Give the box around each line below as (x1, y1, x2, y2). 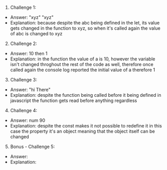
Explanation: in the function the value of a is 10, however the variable (10, 56, 155, 62)
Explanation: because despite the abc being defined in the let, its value (10, 20, 160, 26)
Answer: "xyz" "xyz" (10, 14, 54, 20)
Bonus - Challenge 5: (10, 143, 55, 150)
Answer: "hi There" (10, 87, 51, 93)
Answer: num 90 (10, 117, 45, 123)
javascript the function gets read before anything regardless (10, 97, 137, 103)
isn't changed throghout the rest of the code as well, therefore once (10, 61, 154, 67)
